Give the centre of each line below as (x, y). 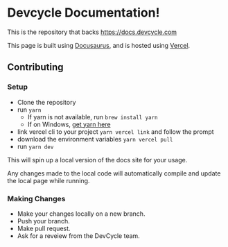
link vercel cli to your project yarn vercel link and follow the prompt (115, 131)
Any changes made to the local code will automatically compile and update (114, 173)
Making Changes (36, 198)
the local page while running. (49, 180)
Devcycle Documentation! (84, 13)
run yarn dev (35, 146)
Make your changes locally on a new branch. (81, 214)
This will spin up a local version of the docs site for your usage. (97, 160)
